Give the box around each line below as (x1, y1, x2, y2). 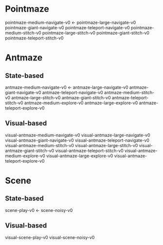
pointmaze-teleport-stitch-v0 (5, 35, 64, 41)
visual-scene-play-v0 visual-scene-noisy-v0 (5, 234, 95, 240)
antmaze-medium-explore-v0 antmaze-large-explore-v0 (24, 100, 138, 106)
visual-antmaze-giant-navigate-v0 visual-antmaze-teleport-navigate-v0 (5, 137, 150, 143)
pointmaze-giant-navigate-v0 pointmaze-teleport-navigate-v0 (5, 24, 130, 30)
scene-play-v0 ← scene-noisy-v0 (5, 207, 73, 213)
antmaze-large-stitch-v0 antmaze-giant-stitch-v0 (11, 94, 111, 100)
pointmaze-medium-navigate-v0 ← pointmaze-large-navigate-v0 (5, 19, 136, 25)
